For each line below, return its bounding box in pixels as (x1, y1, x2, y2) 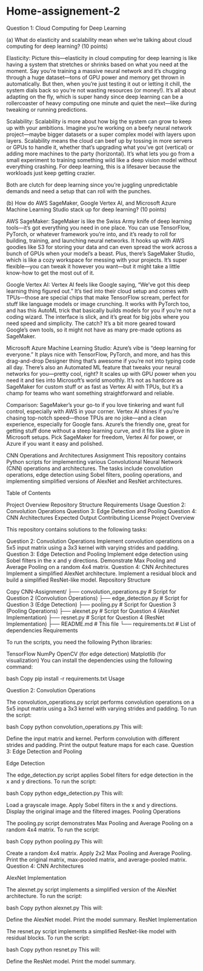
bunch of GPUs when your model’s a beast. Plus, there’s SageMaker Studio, (6, 250, 195, 257)
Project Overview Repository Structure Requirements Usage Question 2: (6, 501, 186, 508)
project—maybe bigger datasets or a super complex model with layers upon (6, 131, 196, 138)
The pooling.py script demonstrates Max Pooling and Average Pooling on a (6, 819, 193, 826)
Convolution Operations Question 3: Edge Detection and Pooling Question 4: (6, 507, 197, 514)
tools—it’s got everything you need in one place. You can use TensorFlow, (6, 223, 191, 231)
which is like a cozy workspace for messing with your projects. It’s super (6, 256, 188, 264)
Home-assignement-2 (6, 4, 121, 18)
